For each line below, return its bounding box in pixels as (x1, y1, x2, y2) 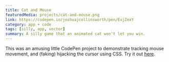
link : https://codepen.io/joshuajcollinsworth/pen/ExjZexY (5, 17, 134, 22)
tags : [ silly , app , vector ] (5, 27, 66, 32)
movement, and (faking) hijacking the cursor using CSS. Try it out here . (5, 51, 155, 57)
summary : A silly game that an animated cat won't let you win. (5, 31, 145, 36)
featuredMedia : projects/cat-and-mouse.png (5, 12, 100, 17)
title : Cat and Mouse (5, 7, 52, 13)
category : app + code (5, 22, 52, 27)
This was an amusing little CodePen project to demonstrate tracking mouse (5, 46, 164, 51)
